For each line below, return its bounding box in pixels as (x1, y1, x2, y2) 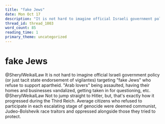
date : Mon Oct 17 (5, 12, 41, 17)
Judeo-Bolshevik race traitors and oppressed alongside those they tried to (5, 108, 156, 114)
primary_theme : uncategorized (5, 35, 67, 40)
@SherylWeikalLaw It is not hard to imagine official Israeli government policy (5, 72, 160, 77)
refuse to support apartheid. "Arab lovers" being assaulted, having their (5, 82, 150, 88)
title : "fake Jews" (5, 7, 45, 12)
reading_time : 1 (5, 30, 38, 35)
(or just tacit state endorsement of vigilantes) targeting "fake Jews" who (5, 77, 151, 83)
